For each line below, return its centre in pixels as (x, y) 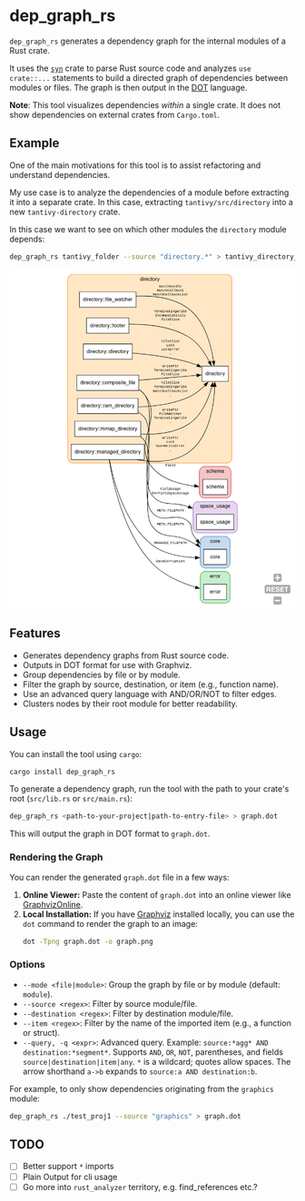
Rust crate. (30, 50)
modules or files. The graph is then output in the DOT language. (128, 87)
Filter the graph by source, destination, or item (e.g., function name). (150, 684)
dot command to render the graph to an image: (110, 923)
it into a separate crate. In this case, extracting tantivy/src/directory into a (151, 202)
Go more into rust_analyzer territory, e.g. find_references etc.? (140, 1186)
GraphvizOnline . (53, 904)
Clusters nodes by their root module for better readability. (130, 704)
